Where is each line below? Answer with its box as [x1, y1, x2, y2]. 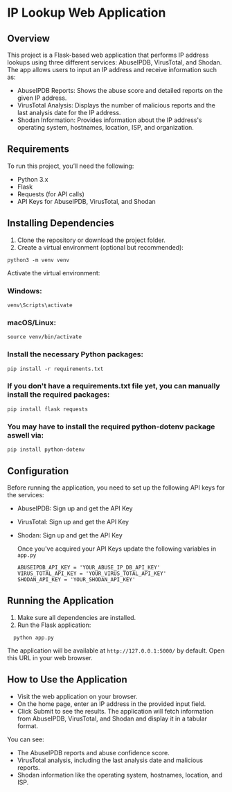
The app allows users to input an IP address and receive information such [7, 66, 217, 74]
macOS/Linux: [7, 318, 57, 327]
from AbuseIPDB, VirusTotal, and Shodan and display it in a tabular [17, 714, 208, 723]
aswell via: [7, 430, 44, 440]
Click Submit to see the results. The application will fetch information [17, 707, 214, 715]
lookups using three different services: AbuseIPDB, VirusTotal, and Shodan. [7, 58, 222, 67]
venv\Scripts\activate [7, 302, 73, 309]
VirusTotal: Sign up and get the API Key [17, 517, 130, 526]
